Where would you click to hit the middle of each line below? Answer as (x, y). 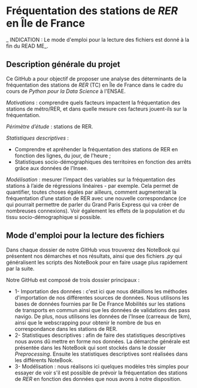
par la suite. (20, 268)
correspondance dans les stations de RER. (66, 329)
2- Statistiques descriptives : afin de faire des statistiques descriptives (100, 335)
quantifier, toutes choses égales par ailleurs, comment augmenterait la (91, 192)
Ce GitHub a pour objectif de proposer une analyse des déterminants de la (96, 78)
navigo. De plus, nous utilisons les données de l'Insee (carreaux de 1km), (103, 316)
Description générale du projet (63, 64)
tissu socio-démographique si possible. (54, 217)
